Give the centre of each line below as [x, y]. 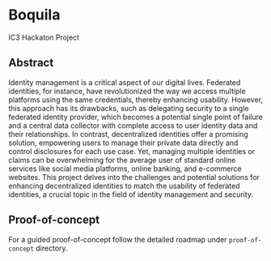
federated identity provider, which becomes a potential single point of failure [135, 117]
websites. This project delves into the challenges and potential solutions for [134, 177]
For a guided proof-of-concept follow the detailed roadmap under [118, 239]
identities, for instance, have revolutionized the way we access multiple [127, 91]
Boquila [34, 15]
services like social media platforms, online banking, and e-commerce [125, 169]
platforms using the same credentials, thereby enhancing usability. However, [136, 100]
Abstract [31, 63]
